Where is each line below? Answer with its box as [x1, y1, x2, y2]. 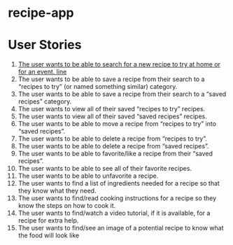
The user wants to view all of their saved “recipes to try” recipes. [17, 105, 206, 113]
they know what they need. [17, 187, 97, 195]
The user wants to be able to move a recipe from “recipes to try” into [17, 120, 216, 128]
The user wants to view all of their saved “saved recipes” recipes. [17, 112, 207, 120]
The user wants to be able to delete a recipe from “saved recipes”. [17, 142, 209, 150]
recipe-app [8, 5, 74, 21]
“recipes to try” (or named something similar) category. [17, 83, 178, 91]
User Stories [8, 37, 82, 53]
